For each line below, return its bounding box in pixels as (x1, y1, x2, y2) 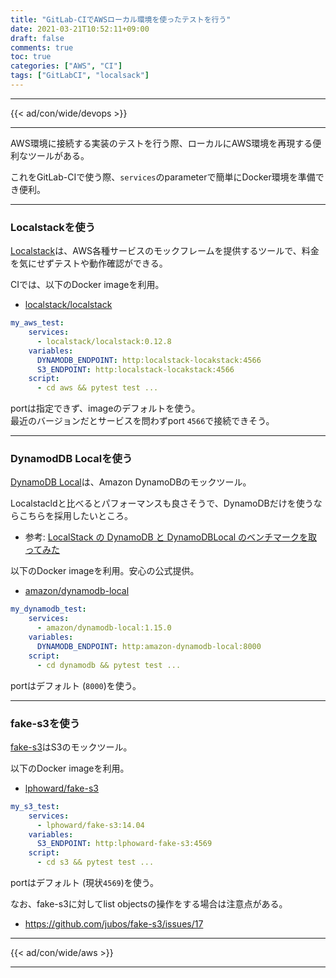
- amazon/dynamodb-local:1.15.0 (36, 623, 172, 633)
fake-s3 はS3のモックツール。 (10, 741, 133, 753)
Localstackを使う (10, 220, 96, 234)
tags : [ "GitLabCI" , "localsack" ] (10, 71, 150, 81)
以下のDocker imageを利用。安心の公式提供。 (10, 565, 200, 577)
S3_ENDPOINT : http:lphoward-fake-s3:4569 (36, 839, 213, 849)
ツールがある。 (27, 149, 90, 161)
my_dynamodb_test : (10, 604, 87, 615)
